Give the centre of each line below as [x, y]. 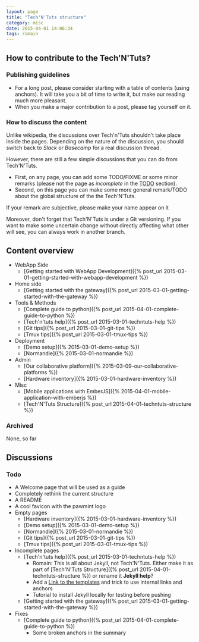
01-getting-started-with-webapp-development [80, 277]
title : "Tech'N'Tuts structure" [46, 17]
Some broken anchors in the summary [79, 632]
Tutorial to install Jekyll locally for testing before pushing [102, 594]
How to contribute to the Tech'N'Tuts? [78, 58]
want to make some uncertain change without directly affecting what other [97, 226]
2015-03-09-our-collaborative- [140, 366]
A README [28, 500]
